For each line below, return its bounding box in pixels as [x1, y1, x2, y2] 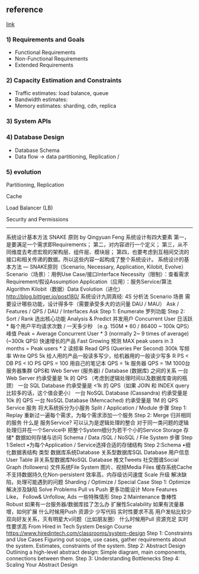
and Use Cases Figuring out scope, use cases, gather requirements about [6, 535, 187, 543]
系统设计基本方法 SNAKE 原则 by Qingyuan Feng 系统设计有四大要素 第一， [6, 233, 190, 240]
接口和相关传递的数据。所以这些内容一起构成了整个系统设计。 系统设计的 [6, 255, 184, 263]
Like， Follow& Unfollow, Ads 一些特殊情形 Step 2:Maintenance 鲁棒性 [6, 493, 177, 500]
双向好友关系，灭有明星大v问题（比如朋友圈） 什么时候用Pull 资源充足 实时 [6, 515, 188, 522]
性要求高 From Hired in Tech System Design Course [6, 522, 132, 530]
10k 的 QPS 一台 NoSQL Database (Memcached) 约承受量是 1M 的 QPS [6, 397, 179, 404]
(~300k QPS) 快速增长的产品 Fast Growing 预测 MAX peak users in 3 [6, 337, 174, 344]
